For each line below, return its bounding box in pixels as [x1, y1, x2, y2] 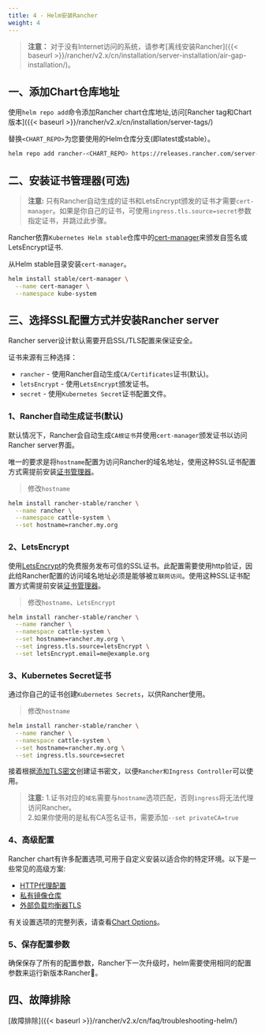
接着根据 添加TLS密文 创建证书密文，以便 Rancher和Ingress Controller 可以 [8, 766, 247, 776]
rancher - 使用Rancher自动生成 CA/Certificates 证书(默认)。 [19, 369, 213, 379]
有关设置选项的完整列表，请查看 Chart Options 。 [8, 917, 164, 926]
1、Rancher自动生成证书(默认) [8, 411, 124, 422]
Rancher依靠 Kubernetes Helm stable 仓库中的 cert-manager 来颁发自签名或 [8, 233, 248, 241]
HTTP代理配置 [19, 881, 67, 890]
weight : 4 [8, 19, 41, 27]
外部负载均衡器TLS [19, 900, 81, 910]
